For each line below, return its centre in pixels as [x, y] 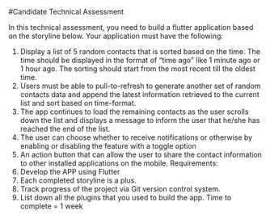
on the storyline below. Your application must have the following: [116, 36]
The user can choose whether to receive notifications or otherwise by [136, 137]
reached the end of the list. [65, 129]
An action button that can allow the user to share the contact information [141, 154]
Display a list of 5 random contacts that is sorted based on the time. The [140, 51]
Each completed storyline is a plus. [78, 180]
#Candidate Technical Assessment [66, 12]
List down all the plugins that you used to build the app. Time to [126, 198]
